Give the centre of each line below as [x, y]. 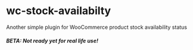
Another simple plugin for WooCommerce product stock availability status [97, 27]
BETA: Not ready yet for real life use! [52, 41]
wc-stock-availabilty [59, 11]
